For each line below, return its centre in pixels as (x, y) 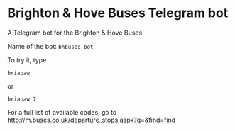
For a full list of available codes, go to (62, 112)
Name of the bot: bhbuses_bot (50, 46)
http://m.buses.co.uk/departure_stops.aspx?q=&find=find (92, 120)
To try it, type (27, 60)
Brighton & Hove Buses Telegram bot (118, 13)
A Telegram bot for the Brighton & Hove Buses (75, 33)
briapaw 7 (22, 99)
